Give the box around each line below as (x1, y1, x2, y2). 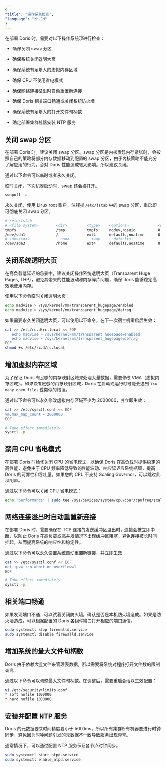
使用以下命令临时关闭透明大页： (5, 293, 70, 299)
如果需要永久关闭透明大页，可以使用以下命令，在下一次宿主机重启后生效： (5, 317, 157, 323)
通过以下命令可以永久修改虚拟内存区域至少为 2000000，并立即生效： (5, 397, 147, 403)
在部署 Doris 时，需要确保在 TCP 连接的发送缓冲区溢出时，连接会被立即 (5, 527, 151, 532)
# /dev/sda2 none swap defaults (5, 237, 132, 241)
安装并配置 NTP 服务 (5, 712, 68, 720)
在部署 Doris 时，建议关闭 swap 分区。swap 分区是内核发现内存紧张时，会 (5, 149, 157, 155)
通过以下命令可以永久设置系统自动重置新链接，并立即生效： (5, 550, 126, 556)
